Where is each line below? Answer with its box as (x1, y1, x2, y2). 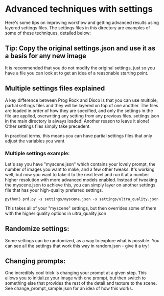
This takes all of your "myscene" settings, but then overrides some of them (5, 205, 157, 211)
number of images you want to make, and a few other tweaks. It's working (5, 166, 155, 172)
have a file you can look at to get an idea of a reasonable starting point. (5, 70, 149, 76)
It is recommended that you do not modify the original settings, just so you (5, 65, 155, 70)
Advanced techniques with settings (5, 3, 153, 15)
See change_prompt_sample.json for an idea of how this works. (5, 285, 133, 292)
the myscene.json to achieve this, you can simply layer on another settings (5, 182, 156, 188)
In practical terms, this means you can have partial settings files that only (5, 133, 153, 138)
